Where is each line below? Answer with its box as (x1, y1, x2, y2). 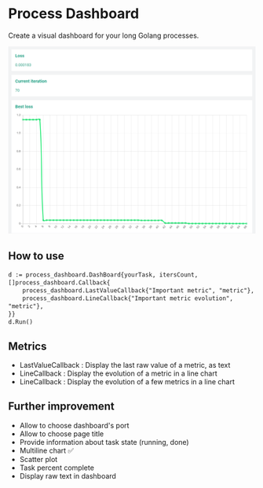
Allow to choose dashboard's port (19, 420, 130, 430)
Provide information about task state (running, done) (19, 437, 190, 446)
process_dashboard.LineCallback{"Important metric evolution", (22, 295, 234, 303)
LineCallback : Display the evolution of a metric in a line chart (19, 369, 217, 378)
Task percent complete (19, 463, 94, 472)
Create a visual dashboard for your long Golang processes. (8, 31, 199, 40)
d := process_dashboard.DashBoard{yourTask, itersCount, (8, 271, 199, 279)
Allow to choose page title (19, 429, 104, 438)
